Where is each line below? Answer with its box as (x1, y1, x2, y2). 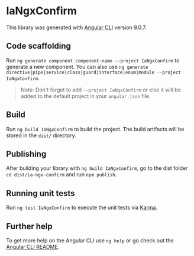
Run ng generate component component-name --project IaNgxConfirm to (6, 56, 180, 64)
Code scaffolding (6, 41, 71, 51)
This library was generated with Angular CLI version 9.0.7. (6, 24, 147, 31)
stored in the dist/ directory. (6, 132, 77, 139)
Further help (6, 221, 53, 231)
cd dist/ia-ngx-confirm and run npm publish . (6, 171, 117, 178)
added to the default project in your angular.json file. (20, 92, 151, 99)
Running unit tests (6, 188, 75, 198)
